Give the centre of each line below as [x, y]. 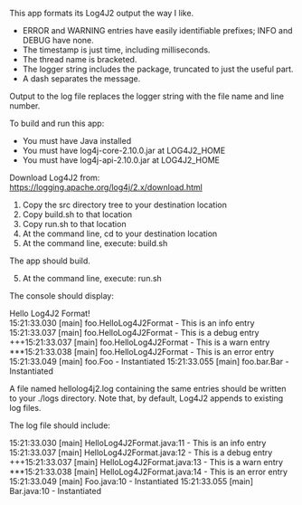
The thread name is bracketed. [80, 59]
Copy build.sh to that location [77, 214]
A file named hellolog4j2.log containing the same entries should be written [148, 389]
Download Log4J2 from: [55, 177]
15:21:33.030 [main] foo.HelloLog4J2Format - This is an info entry [132, 323]
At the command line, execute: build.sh [95, 243]
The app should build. [50, 261]
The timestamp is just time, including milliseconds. [116, 50]
